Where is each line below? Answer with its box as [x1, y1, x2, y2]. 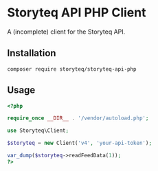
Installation [7, 47, 56, 59]
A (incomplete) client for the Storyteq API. [7, 27, 126, 36]
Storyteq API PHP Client [7, 5, 146, 21]
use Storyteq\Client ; [7, 127, 69, 135]
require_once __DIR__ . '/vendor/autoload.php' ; [7, 115, 149, 122]
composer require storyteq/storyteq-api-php [7, 65, 137, 73]
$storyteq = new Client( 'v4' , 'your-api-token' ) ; [7, 139, 153, 147]
